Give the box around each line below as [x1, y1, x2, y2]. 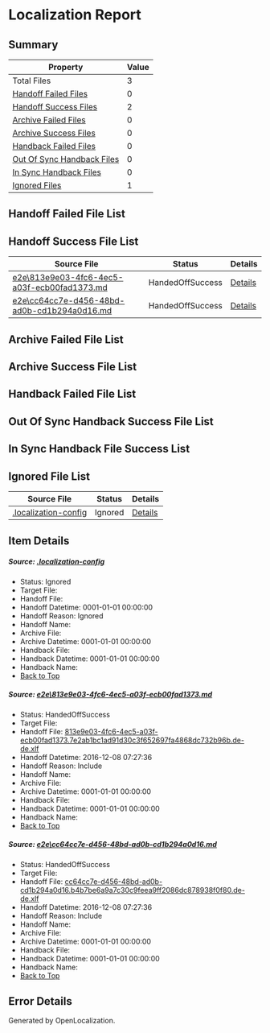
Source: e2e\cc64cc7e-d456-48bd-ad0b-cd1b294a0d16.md [8, 839, 217, 849]
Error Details [8, 994, 72, 1008]
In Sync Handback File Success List [8, 442, 190, 456]
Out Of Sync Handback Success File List [8, 415, 215, 428]
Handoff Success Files [12, 101, 98, 112]
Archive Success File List [8, 360, 137, 374]
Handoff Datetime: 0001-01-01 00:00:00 [19, 602, 153, 613]
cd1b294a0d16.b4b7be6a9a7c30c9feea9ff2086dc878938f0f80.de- [19, 886, 245, 895]
